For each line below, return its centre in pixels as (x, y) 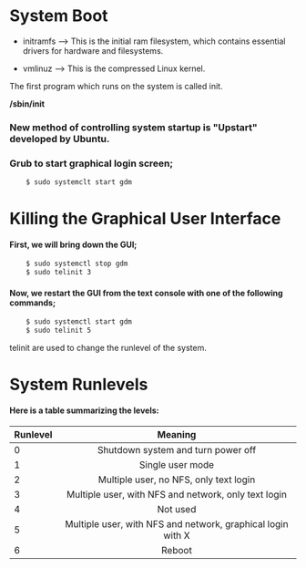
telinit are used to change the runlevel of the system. (108, 348)
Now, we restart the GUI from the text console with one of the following (146, 293)
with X (177, 535)
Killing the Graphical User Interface (145, 219)
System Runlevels (79, 385)
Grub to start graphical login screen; (92, 163)
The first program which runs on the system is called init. (116, 86)
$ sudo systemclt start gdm (79, 182)
